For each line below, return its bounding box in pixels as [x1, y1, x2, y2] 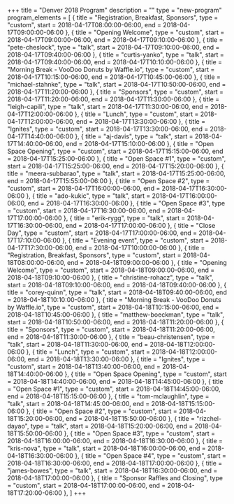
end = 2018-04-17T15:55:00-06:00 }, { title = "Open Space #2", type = [7, 177, 210, 185]
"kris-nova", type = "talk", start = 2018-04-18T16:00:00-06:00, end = [7, 444, 206, 452]
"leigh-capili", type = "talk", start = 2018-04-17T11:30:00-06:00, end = [7, 103, 210, 110]
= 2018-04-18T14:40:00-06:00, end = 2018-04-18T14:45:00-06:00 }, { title [7, 377, 224, 385]
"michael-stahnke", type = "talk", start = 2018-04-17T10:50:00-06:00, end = [7, 80, 226, 88]
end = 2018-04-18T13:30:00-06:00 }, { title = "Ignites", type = [27, 355, 206, 363]
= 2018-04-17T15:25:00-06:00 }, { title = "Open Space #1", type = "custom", [7, 154, 226, 163]
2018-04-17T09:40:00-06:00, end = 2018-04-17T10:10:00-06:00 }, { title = [7, 58, 222, 66]
